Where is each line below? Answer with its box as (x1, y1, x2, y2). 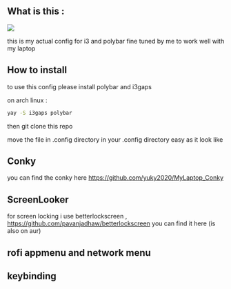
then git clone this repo (7, 122, 73, 130)
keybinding (7, 270, 57, 282)
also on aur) (7, 227, 41, 235)
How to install (7, 64, 68, 76)
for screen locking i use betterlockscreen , (7, 212, 128, 221)
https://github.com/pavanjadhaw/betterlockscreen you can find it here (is (7, 219, 216, 227)
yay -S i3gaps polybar (7, 109, 72, 116)
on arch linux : (7, 96, 48, 104)
